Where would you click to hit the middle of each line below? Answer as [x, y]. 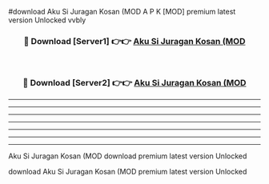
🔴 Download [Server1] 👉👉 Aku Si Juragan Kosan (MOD [134, 41]
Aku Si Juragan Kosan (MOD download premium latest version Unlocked [128, 156]
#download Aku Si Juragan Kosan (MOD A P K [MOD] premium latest [122, 12]
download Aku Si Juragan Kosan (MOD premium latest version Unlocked [128, 171]
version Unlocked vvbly [47, 20]
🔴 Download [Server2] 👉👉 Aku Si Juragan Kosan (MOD [134, 83]
